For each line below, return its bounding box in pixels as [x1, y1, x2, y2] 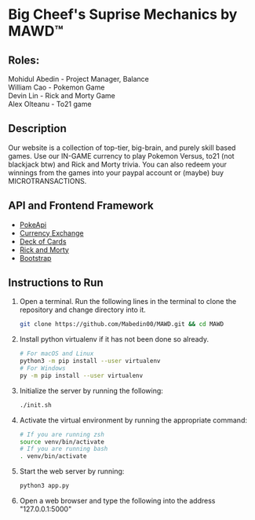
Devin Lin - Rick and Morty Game [8, 91, 115, 100]
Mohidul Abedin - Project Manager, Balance [8, 75, 149, 83]
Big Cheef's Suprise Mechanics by [8, 5, 238, 24]
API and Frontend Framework [8, 199, 155, 213]
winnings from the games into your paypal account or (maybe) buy [8, 167, 224, 178]
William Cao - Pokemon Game [8, 82, 105, 92]
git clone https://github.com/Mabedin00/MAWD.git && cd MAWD [19, 320, 224, 328]
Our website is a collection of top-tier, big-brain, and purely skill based [8, 143, 236, 152]
